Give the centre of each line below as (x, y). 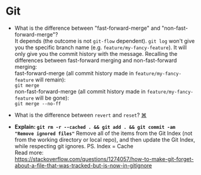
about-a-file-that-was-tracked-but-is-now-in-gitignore (83, 165)
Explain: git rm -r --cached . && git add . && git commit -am (95, 126)
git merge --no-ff (38, 104)
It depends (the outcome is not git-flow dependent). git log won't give (104, 41)
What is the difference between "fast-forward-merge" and (87, 28)
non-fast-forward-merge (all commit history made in (80, 91)
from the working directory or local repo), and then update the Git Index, (105, 139)
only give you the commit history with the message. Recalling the (96, 53)
